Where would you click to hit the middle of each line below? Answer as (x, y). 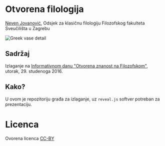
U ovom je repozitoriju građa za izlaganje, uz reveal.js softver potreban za (82, 99)
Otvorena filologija (44, 9)
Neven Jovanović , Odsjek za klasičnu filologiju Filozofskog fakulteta (75, 23)
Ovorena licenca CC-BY (30, 138)
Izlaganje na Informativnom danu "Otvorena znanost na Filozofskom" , (77, 65)
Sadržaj (17, 54)
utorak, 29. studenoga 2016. (34, 71)
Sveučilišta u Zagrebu (27, 28)
